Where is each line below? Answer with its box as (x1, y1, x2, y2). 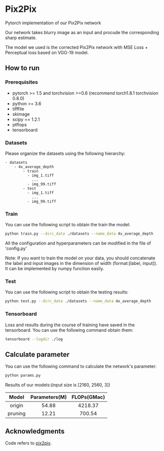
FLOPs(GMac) (71, 394, 105, 401)
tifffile (12, 105, 25, 112)
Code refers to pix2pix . (5, 440, 52, 446)
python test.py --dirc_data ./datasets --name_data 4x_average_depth (5, 299, 152, 304)
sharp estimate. (5, 35, 37, 41)
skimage (12, 111, 30, 117)
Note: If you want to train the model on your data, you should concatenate (5, 255, 156, 261)
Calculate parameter (5, 350, 70, 358)
